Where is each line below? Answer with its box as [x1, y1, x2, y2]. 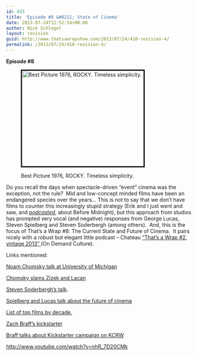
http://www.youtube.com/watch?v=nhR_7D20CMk [6, 343, 128, 350]
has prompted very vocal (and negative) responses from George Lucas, [6, 215, 179, 222]
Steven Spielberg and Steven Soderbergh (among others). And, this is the [6, 221, 186, 228]
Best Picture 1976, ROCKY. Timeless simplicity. [21, 172, 134, 179]
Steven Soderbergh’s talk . [6, 286, 69, 293]
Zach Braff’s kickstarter [6, 320, 63, 327]
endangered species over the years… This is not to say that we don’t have [6, 196, 185, 203]
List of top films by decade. [6, 308, 72, 316]
